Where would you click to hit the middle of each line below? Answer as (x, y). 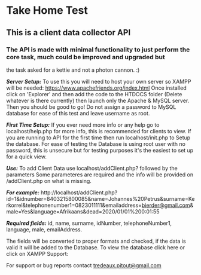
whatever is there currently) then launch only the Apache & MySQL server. (98, 100)
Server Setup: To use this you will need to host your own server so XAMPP (99, 81)
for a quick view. (26, 157)
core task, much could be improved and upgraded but (86, 57)
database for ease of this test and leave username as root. (78, 113)
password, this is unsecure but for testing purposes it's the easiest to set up (100, 150)
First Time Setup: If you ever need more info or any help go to (83, 125)
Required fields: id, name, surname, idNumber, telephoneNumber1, (89, 223)
